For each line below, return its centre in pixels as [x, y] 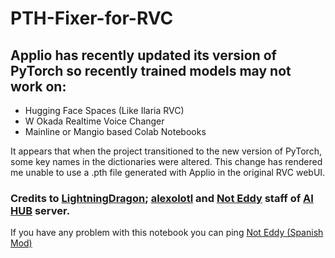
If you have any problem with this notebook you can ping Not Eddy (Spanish [167, 233]
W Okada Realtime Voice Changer [94, 121]
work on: [38, 86]
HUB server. [40, 210]
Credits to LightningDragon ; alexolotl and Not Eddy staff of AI [162, 198]
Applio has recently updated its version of [143, 55]
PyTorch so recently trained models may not [151, 70]
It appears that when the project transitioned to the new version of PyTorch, [166, 151]
